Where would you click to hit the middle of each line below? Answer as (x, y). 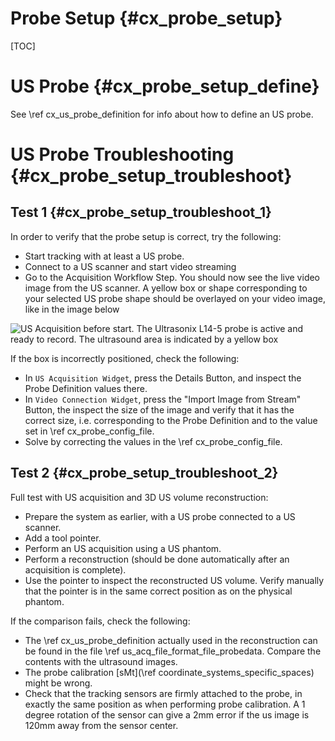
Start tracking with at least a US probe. (104, 256)
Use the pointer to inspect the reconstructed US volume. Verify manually (174, 580)
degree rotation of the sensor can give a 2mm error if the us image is (167, 714)
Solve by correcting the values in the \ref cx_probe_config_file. (153, 441)
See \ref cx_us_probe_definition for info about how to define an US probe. (162, 114)
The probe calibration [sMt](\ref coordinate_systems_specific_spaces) (169, 672)
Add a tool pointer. (63, 538)
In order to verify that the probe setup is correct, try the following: (146, 236)
